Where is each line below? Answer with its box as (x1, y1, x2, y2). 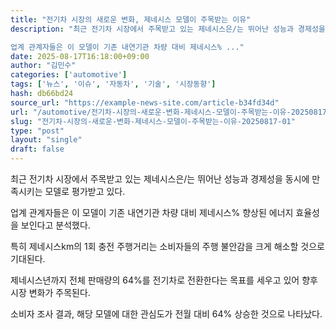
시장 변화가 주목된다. (10, 287, 91, 298)
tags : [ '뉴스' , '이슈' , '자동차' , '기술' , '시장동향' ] (10, 79, 217, 90)
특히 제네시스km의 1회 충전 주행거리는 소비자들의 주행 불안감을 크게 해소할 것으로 (10, 241, 325, 252)
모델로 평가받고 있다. (44, 186, 126, 197)
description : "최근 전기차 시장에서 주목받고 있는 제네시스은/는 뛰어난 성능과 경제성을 (10, 24, 326, 34)
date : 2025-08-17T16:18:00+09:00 (10, 51, 150, 61)
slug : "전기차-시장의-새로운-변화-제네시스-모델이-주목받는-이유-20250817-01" (10, 116, 296, 126)
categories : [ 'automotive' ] (10, 70, 128, 80)
